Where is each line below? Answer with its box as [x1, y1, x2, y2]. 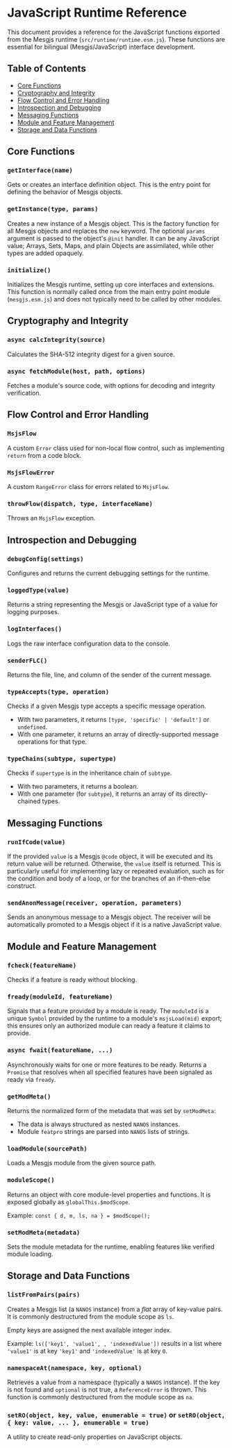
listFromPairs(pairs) [7, 1291, 81, 1299]
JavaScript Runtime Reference [7, 5, 188, 21]
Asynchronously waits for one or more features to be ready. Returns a [7, 1060, 207, 1069]
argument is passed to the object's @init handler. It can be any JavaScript [7, 234, 220, 242]
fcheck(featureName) [7, 961, 77, 969]
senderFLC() [7, 657, 48, 664]
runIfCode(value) [7, 838, 66, 846]
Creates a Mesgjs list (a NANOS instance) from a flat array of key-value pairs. [7, 1305, 223, 1313]
